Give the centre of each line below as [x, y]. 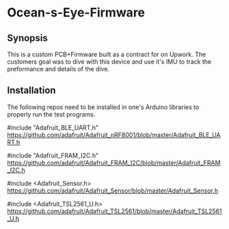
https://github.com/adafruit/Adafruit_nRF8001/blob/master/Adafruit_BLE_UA [114, 134]
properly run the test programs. [51, 114]
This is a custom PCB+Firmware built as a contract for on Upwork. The [107, 54]
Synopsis [27, 38]
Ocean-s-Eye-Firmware [76, 13]
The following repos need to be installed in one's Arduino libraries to [103, 107]
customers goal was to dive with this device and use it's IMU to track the [109, 62]
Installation [31, 91]
